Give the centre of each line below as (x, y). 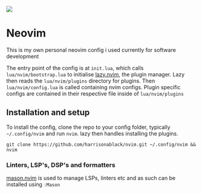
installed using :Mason (33, 184)
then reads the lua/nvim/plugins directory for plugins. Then (81, 81)
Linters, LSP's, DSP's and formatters (61, 164)
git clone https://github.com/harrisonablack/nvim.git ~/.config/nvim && (101, 145)
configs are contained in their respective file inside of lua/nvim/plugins (95, 93)
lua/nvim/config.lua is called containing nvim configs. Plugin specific (93, 87)
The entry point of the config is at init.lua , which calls (75, 68)
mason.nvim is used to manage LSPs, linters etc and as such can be (91, 178)
